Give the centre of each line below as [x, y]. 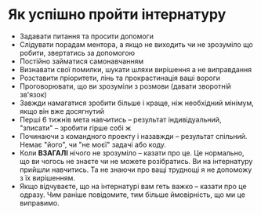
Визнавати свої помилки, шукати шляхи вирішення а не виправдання [136, 69]
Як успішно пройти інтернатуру [117, 15]
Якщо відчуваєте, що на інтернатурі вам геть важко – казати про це [133, 186]
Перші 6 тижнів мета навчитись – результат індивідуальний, [120, 119]
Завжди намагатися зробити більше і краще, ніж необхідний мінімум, [136, 103]
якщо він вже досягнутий [62, 111]
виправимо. [40, 202]
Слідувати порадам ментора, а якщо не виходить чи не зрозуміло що [136, 44]
